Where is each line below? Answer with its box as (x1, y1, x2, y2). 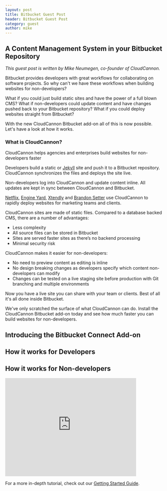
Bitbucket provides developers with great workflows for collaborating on (5, 75, 154, 81)
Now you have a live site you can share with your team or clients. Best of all (5, 291, 161, 297)
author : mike (5, 26, 32, 31)
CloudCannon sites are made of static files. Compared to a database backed (5, 210, 162, 216)
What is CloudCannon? (5, 138, 62, 145)
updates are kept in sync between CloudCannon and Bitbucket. (5, 185, 136, 191)
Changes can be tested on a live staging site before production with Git (12, 276, 159, 282)
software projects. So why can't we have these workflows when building (5, 80, 154, 86)
